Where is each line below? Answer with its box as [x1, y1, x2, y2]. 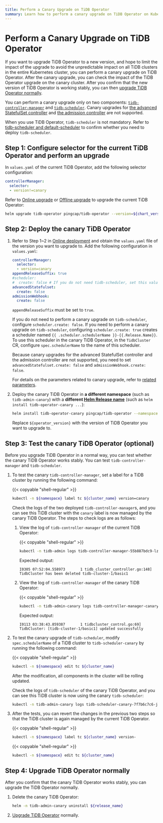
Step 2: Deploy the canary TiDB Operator [5, 225, 131, 233]
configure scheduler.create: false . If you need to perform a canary [12, 322, 149, 328]
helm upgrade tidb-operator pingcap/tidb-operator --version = [5, 211, 133, 216]
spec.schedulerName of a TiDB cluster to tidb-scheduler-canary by [12, 640, 144, 646]
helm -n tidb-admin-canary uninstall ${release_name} [12, 803, 123, 808]
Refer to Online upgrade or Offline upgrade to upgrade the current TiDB [5, 197, 148, 203]
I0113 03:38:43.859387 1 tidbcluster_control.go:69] [19, 622, 142, 627]
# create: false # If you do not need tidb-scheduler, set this [12, 280, 147, 285]
